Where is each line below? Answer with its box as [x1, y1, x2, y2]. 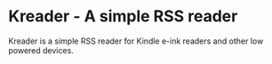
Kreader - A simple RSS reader [8, 6, 238, 27]
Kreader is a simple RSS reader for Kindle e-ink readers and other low [8, 36, 264, 46]
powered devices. [8, 44, 75, 55]
